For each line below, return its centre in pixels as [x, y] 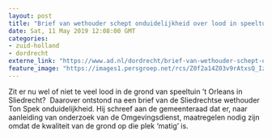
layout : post [30, 16]
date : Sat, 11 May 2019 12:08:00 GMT [72, 31]
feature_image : [34, 69]
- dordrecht [28, 53]
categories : [28, 38]
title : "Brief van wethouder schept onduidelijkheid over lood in [123, 23]
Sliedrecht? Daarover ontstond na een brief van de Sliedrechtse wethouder [134, 100]
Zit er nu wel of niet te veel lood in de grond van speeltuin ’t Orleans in [125, 91]
